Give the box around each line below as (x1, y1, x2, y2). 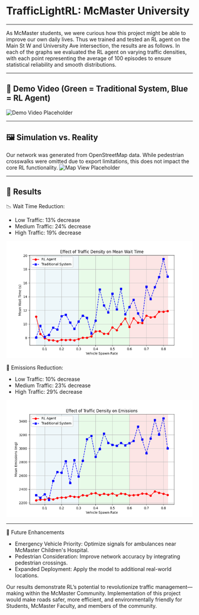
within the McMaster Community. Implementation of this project (25, 590, 181, 597)
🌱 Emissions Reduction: (6, 364, 63, 371)
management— (155, 583, 193, 591)
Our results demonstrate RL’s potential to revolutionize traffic (6, 583, 154, 591)
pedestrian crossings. (14, 559, 68, 566)
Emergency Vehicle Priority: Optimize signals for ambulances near (14, 540, 176, 548)
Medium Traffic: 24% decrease (14, 223, 91, 230)
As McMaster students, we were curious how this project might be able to (6, 29, 187, 36)
